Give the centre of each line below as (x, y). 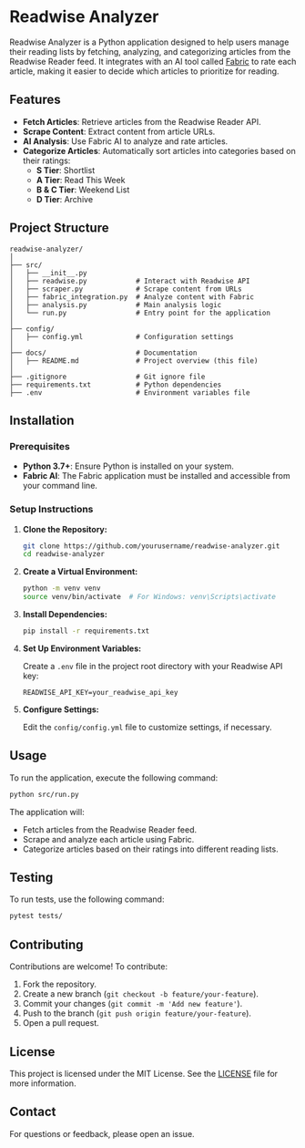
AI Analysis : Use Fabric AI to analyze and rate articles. (125, 141)
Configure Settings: (61, 709)
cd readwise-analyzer (63, 554)
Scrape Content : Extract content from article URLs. (119, 131)
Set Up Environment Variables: (82, 648)
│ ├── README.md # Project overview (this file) (134, 361)
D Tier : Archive (65, 199)
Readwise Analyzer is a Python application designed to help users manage (149, 42)
